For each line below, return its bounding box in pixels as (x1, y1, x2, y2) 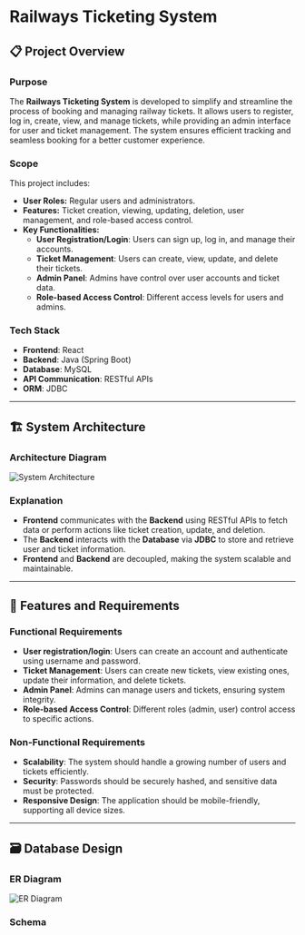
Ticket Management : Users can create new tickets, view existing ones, (22, 665, 290, 676)
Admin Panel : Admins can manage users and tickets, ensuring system (22, 684, 286, 695)
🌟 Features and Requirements (9, 597, 180, 614)
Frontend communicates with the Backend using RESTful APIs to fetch (22, 515, 289, 526)
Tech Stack (9, 324, 61, 337)
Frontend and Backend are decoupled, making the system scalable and (22, 554, 292, 565)
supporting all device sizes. (22, 805, 125, 816)
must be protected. (22, 785, 94, 796)
